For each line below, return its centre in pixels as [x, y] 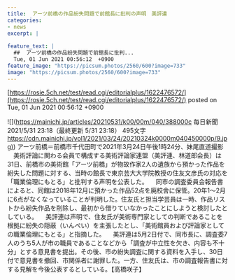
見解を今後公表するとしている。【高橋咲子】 [82, 269]
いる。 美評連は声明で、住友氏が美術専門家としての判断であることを [121, 216]
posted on [202, 99]
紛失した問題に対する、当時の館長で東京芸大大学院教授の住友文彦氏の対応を [117, 173]
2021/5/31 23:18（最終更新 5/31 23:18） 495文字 [77, 130]
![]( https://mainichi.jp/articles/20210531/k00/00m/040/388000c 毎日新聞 [113, 121]
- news [17, 27]
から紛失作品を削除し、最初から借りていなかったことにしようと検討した [117, 208]
